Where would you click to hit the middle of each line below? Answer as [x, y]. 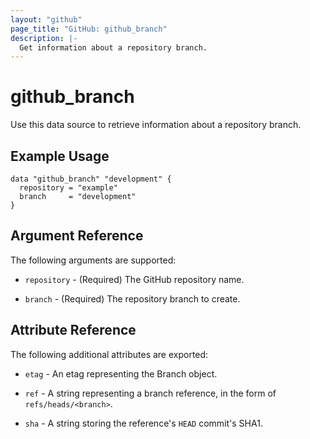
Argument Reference [77, 236]
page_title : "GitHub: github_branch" [89, 29]
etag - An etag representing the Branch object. [121, 373]
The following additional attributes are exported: [109, 354]
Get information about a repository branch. [113, 47]
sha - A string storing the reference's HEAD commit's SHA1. [143, 423]
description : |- [44, 38]
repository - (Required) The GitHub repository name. [134, 279]
